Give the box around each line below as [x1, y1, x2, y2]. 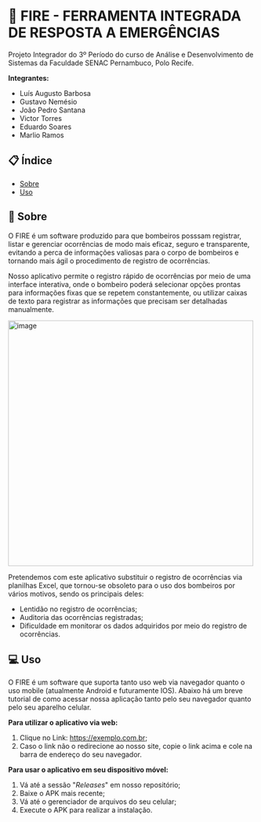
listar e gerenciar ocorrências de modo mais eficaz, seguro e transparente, [8, 239, 250, 248]
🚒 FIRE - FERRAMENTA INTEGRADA [8, 7, 241, 25]
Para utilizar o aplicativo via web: [8, 718, 118, 728]
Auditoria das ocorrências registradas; [19, 612, 143, 622]
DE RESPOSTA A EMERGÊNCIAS [8, 24, 220, 42]
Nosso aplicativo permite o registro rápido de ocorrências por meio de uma [8, 271, 251, 281]
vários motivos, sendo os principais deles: [8, 589, 144, 598]
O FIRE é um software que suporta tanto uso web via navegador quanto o [8, 677, 245, 687]
